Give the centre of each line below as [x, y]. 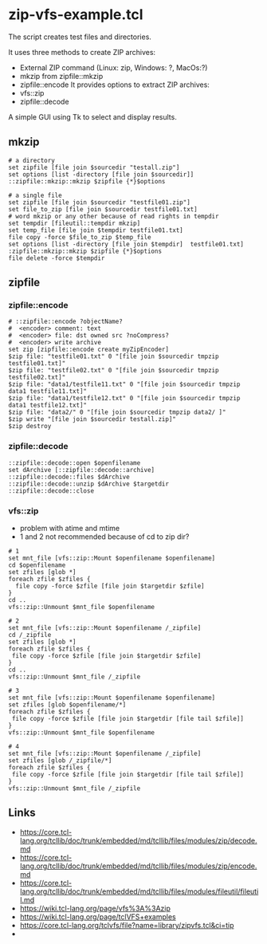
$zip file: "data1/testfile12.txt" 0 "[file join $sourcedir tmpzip [124, 399]
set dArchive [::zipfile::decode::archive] [82, 470]
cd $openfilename [37, 565]
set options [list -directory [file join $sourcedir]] [101, 174]
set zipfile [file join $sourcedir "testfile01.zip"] [100, 202]
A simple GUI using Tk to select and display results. [92, 116]
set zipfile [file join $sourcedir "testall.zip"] [94, 167]
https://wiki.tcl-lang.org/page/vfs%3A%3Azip [95, 908]
